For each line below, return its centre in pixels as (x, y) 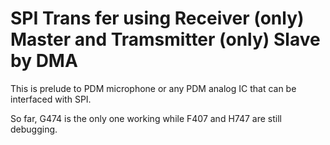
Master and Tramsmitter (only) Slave (165, 39)
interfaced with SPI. (51, 99)
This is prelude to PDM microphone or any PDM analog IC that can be (153, 88)
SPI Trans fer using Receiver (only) (157, 18)
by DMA (44, 61)
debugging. (34, 129)
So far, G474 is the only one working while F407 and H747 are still (146, 118)
